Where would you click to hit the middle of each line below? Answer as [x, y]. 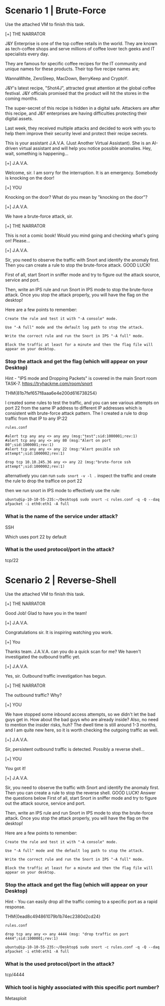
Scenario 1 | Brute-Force [56, 11]
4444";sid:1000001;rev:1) [32, 939]
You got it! [16, 768]
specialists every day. [27, 54]
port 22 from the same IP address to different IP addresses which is [74, 408]
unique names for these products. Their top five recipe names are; [72, 69]
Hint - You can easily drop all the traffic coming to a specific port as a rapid [81, 902]
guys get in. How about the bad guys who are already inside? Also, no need [82, 719]
